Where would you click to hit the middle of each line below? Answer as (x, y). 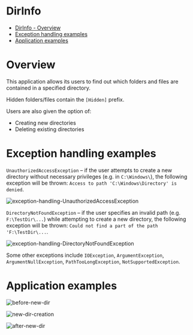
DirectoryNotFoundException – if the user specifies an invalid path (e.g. (94, 212)
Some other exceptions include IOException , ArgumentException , (85, 255)
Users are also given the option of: (49, 111)
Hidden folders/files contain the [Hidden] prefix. (65, 99)
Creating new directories (45, 123)
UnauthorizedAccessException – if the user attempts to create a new (89, 170)
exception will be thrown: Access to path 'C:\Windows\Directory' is (91, 183)
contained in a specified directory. (49, 88)
